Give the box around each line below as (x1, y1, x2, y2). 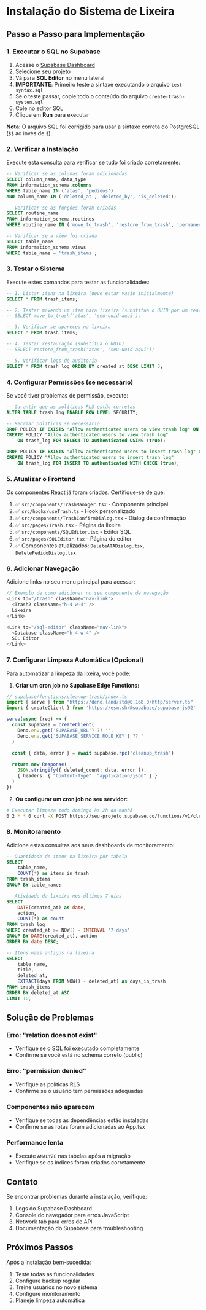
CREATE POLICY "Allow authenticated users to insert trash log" (6, 455, 174, 461)
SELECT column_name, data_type (6, 176, 86, 182)
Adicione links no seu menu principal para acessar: (6, 578, 135, 586)
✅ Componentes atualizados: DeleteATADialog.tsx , (15, 542, 145, 549)
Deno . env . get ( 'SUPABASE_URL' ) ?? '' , (17, 727, 114, 734)
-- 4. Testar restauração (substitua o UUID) (6, 341, 124, 347)
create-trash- (149, 93, 185, 100)
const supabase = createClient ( (12, 722, 95, 728)
